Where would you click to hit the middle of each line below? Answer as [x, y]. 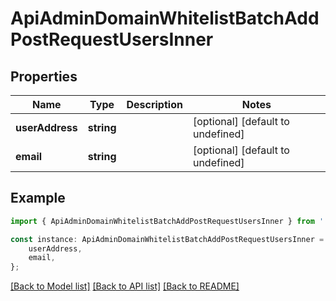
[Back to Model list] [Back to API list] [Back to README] [125, 286]
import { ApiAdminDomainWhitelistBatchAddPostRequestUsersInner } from [162, 221]
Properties [44, 76]
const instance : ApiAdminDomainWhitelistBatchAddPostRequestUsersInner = [167, 239]
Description [154, 104]
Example [38, 198]
